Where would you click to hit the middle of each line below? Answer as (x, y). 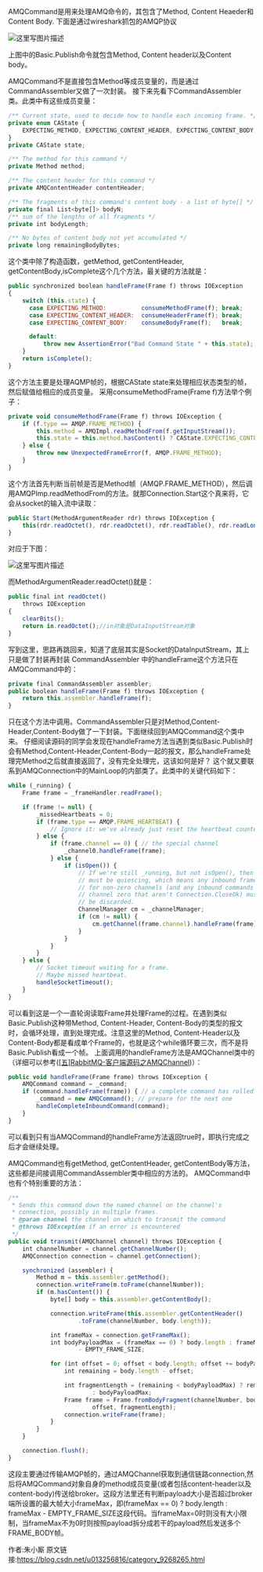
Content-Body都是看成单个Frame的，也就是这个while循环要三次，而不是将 (128, 1042)
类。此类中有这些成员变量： (53, 101)
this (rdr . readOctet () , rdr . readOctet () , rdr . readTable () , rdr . (128, 525)
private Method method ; (47, 166)
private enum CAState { (47, 123)
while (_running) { (40, 786)
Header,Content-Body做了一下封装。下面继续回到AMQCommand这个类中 (126, 732)
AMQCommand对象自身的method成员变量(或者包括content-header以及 (137, 1483)
